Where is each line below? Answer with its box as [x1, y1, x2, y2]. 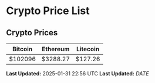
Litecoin [76, 45, 100, 53]
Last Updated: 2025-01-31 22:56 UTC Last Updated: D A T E [6, 70, 149, 77]
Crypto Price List [6, 4, 90, 18]
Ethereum [42, 45, 70, 53]
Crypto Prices [6, 28, 58, 38]
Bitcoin [12, 45, 33, 53]
